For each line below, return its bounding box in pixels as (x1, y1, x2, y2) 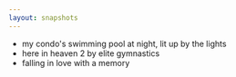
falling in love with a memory (21, 57, 130, 68)
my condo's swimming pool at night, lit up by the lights (21, 38, 227, 49)
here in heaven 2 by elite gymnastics (21, 47, 160, 59)
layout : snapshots (8, 13, 78, 23)
